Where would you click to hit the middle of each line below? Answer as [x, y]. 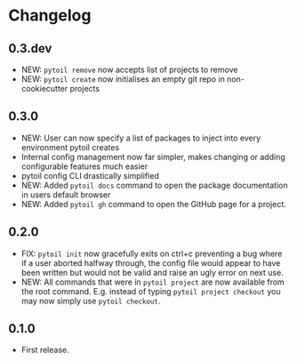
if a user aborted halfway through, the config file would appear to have [151, 262]
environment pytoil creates [70, 147]
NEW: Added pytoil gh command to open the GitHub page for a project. [153, 204]
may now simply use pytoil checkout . [91, 301]
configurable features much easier [84, 166]
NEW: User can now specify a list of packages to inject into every [141, 138]
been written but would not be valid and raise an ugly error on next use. [152, 272]
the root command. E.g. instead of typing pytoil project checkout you [151, 291]
